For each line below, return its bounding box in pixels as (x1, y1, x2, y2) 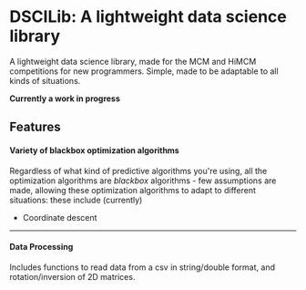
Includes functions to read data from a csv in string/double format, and (9, 262, 276, 273)
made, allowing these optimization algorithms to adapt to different (9, 184, 257, 195)
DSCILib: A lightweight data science (9, 6, 287, 27)
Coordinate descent (22, 212, 97, 223)
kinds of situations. (9, 75, 81, 86)
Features (9, 119, 61, 135)
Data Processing (9, 242, 74, 253)
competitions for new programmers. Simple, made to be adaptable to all (9, 66, 280, 77)
